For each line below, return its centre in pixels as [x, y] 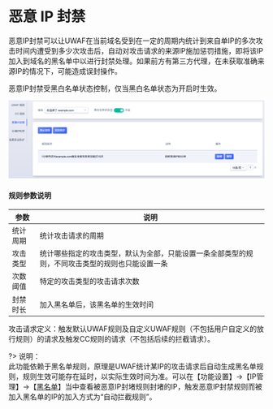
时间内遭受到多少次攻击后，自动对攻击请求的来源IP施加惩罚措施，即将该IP [139, 50]
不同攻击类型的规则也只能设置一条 [111, 264]
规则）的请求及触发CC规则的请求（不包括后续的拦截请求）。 [115, 339]
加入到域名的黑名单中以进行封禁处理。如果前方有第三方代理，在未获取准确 [133, 61]
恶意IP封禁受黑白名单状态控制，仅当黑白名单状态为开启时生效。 [115, 88]
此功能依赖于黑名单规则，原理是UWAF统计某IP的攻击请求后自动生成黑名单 [133, 367]
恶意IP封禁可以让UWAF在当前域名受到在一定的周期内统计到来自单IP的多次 [132, 41]
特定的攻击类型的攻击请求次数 [89, 282]
